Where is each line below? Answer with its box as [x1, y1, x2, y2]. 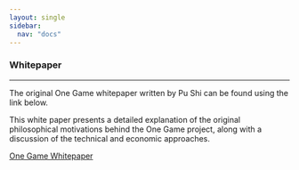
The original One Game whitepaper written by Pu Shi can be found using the [9, 87, 289, 98]
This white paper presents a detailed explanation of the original [9, 114, 241, 125]
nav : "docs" [17, 29, 62, 38]
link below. [9, 97, 49, 108]
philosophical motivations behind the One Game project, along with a [9, 124, 263, 134]
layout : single [9, 12, 66, 22]
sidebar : [9, 21, 42, 30]
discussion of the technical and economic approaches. [9, 133, 211, 143]
